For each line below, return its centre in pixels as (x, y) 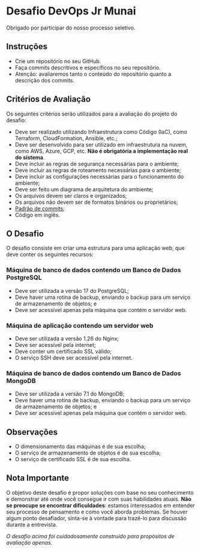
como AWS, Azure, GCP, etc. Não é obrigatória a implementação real (101, 151)
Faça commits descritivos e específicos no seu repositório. (88, 67)
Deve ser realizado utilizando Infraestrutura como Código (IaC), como (101, 132)
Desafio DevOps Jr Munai (71, 11)
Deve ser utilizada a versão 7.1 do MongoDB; (70, 394)
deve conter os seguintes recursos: (50, 254)
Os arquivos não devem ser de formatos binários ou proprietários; (96, 202)
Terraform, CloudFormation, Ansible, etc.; (66, 138)
